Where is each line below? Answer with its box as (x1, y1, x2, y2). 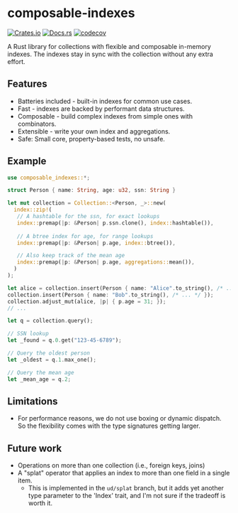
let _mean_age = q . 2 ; (7, 375, 72, 383)
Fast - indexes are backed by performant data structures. (17, 104, 186, 113)
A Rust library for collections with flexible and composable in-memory (7, 42, 211, 50)
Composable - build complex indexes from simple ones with (17, 112, 193, 120)
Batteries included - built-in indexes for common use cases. (17, 97, 193, 105)
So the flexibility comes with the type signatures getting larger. (17, 421, 200, 431)
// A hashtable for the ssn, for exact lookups (16, 213, 160, 220)
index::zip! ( (13, 206, 52, 214)
